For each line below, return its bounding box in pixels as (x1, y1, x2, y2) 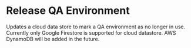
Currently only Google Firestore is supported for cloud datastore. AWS (6, 29, 176, 36)
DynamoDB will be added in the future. (6, 35, 100, 42)
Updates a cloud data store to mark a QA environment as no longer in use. (6, 23, 186, 30)
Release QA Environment (6, 4, 130, 17)
